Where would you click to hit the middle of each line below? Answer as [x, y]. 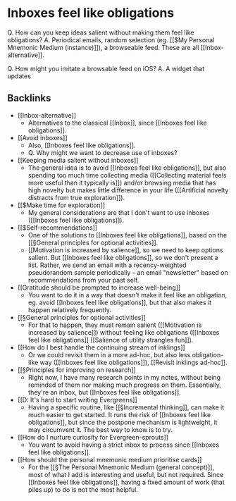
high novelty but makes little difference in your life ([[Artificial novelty [128, 190]
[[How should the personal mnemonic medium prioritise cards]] [110, 459]
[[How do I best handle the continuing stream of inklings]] [101, 347]
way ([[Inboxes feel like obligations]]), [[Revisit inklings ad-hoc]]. [133, 362]
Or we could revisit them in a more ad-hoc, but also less [109, 354]
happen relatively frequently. [69, 310]
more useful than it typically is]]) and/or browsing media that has [122, 183]
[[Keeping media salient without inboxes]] [78, 160]
